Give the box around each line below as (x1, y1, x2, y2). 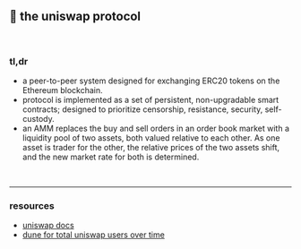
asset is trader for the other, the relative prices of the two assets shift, (21, 142, 280, 153)
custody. (21, 114, 56, 124)
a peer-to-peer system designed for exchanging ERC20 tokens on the (21, 75, 280, 86)
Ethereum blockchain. (21, 85, 103, 96)
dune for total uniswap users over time (21, 229, 166, 240)
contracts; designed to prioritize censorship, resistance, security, (21, 104, 263, 115)
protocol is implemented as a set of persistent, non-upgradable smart (21, 95, 279, 106)
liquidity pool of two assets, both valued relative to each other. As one (21, 133, 280, 143)
